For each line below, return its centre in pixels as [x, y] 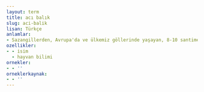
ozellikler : [21, 46]
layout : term [23, 12]
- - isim [17, 51]
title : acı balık [28, 18]
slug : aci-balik [27, 23]
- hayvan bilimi [32, 57]
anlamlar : [19, 34]
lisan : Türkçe [24, 29]
